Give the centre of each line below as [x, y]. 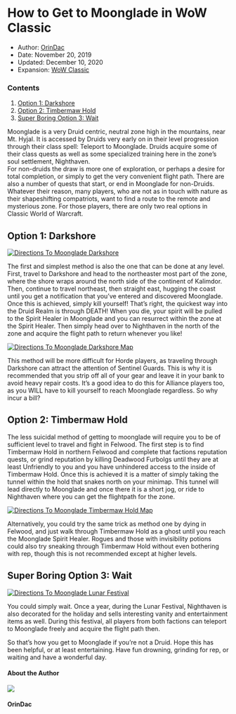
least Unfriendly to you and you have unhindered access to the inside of [111, 467]
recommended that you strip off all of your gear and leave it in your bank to [116, 376]
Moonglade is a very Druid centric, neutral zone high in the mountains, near [117, 132]
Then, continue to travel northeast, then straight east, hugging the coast [111, 289]
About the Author [33, 673]
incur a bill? [24, 398]
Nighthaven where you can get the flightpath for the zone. [91, 496]
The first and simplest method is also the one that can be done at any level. [116, 266]
